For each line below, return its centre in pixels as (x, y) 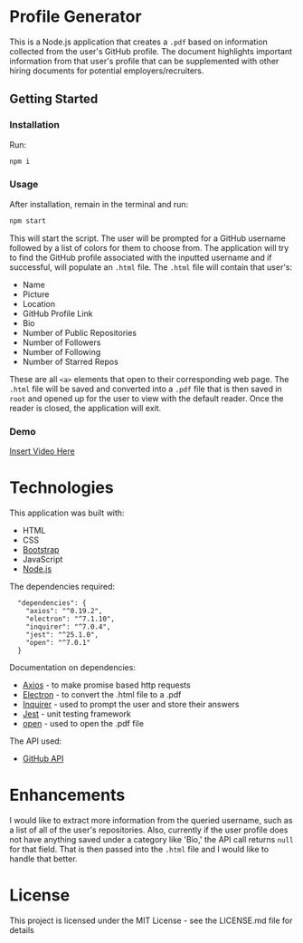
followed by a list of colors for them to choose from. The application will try (149, 247)
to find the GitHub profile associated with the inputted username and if (141, 257)
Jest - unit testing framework (76, 714)
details (22, 929)
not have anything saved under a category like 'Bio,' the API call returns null (151, 839)
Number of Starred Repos (71, 361)
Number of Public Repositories (80, 332)
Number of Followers (62, 342)
